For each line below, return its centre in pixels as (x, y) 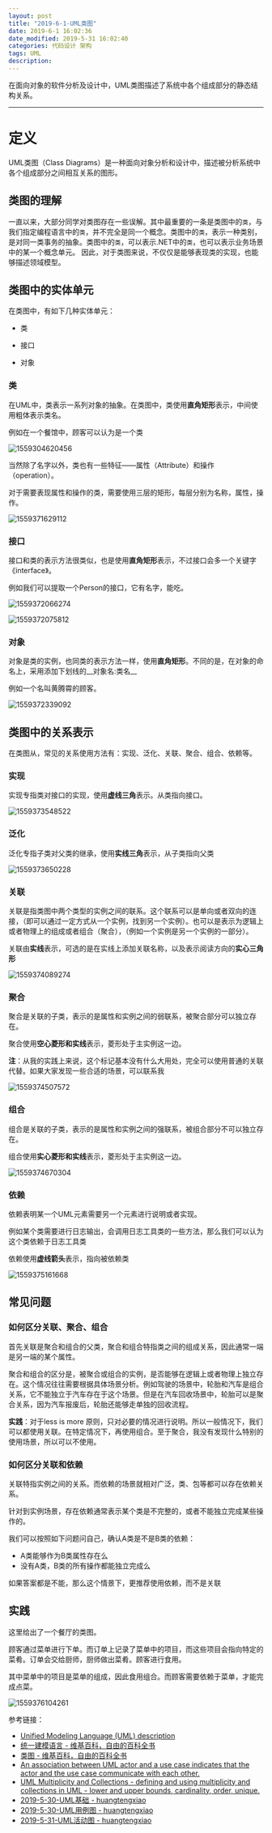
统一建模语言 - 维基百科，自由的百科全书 (88, 1745)
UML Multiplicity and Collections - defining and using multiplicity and (135, 1781)
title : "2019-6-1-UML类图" (53, 23)
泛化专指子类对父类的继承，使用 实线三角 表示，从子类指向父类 (111, 853)
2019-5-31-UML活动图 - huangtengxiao (86, 1820)
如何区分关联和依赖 (46, 1465)
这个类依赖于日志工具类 (47, 1241)
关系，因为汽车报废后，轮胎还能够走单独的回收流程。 (104, 1404)
